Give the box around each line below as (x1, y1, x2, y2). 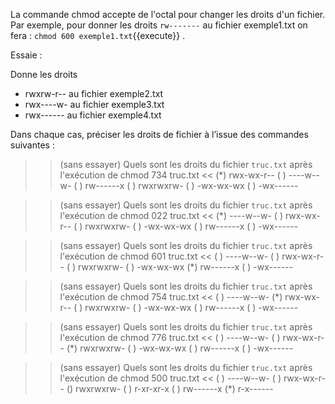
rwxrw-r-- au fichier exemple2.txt (24, 88, 164, 99)
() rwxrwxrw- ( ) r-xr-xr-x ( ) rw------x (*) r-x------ (66, 383, 274, 394)
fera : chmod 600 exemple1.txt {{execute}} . (10, 30, 186, 41)
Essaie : (10, 49, 43, 61)
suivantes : (10, 139, 55, 151)
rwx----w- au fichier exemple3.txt (24, 99, 165, 110)
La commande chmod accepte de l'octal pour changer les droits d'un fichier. (10, 9, 326, 20)
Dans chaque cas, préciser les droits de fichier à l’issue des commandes (10, 129, 309, 140)
